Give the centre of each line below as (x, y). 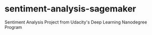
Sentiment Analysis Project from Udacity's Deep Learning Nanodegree (76, 22)
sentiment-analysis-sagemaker (70, 9)
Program (13, 27)
